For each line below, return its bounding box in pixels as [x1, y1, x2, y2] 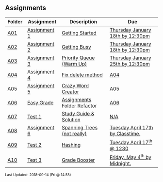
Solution [61, 116, 81, 123]
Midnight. [110, 160, 131, 167]
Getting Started [61, 29, 97, 36]
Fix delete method [61, 71, 103, 78]
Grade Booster [61, 156, 95, 163]
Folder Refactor [61, 102, 97, 109]
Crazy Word [61, 82, 89, 89]
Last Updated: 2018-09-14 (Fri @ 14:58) [5, 172, 71, 178]
